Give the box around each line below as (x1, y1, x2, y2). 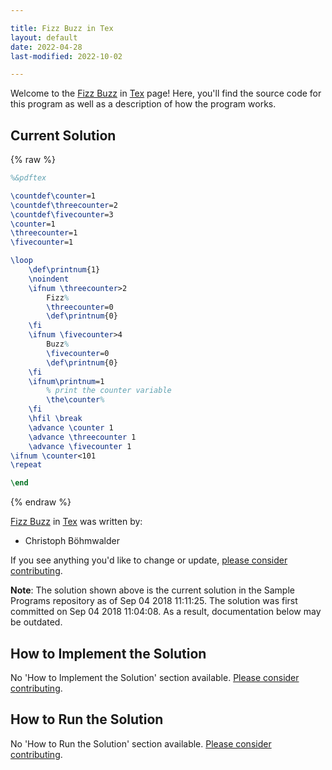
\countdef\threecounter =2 (10, 200, 118, 210)
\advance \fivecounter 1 (28, 441, 132, 451)
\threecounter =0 (46, 302, 114, 312)
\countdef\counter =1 (10, 191, 97, 201)
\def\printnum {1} (28, 265, 101, 275)
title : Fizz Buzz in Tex (10, 23, 114, 33)
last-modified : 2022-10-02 (10, 51, 123, 61)
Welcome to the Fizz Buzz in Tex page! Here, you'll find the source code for (10, 87, 322, 100)
